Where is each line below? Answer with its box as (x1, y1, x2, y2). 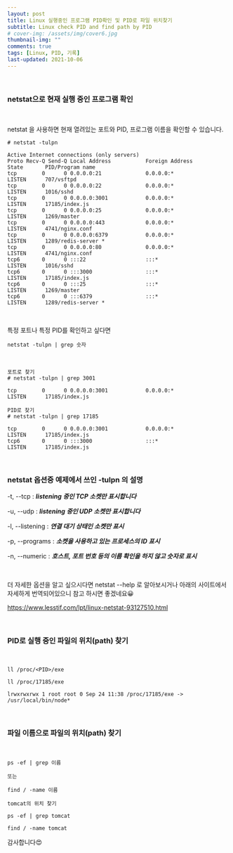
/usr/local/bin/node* (7, 697, 71, 704)
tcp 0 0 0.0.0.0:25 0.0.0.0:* (7, 207, 174, 214)
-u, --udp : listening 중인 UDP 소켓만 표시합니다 (7, 507, 141, 515)
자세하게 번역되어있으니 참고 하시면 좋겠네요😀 (7, 589, 134, 598)
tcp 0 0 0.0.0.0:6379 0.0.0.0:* (7, 231, 174, 239)
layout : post (7, 10, 46, 18)
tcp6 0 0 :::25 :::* (7, 281, 159, 288)
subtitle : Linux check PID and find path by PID (7, 23, 152, 30)
